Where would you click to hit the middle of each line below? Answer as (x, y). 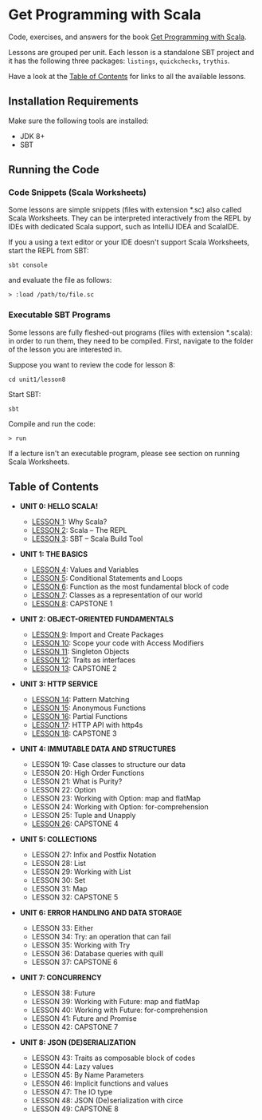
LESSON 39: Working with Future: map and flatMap (116, 1001)
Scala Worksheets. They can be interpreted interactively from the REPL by (130, 218)
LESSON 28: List (59, 863)
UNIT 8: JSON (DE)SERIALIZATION (78, 1042)
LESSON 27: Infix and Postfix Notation (94, 854)
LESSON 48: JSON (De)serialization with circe (107, 1100)
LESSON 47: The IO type (72, 1091)
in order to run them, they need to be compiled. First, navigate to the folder (131, 340)
